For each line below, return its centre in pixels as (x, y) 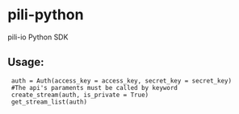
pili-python (46, 15)
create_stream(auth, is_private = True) (80, 95)
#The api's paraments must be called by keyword (94, 88)
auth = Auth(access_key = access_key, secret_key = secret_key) (121, 81)
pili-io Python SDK (38, 37)
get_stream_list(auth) (49, 102)
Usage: (26, 62)
